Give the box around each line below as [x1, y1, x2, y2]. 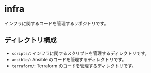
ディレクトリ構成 [4, 36, 57, 45]
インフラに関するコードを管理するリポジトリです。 [4, 20, 109, 26]
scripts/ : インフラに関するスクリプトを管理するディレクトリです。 [11, 50, 150, 56]
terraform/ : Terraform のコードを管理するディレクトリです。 [11, 63, 136, 69]
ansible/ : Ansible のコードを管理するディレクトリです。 [11, 56, 127, 62]
